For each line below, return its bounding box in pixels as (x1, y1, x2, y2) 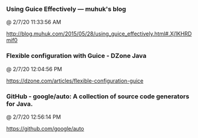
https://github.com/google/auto (6, 125, 84, 132)
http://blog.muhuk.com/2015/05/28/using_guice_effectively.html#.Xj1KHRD (6, 30, 192, 37)
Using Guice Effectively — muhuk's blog (6, 5, 126, 13)
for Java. (6, 99, 33, 108)
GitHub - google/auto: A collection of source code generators (6, 92, 190, 101)
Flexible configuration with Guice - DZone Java (6, 52, 147, 60)
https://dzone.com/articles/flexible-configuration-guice (6, 77, 144, 84)
